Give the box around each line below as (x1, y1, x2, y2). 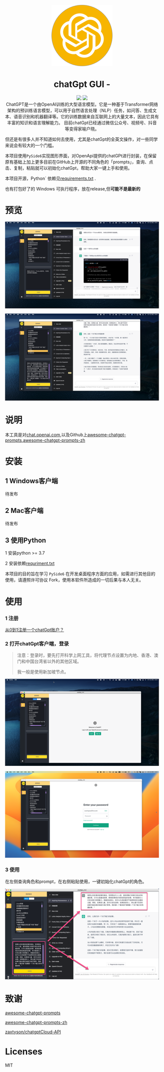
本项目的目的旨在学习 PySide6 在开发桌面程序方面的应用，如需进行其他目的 (5, 571, 155, 577)
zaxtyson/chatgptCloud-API (5, 1029, 61, 1035)
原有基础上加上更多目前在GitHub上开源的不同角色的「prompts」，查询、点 (5, 159, 154, 165)
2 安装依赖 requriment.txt (5, 560, 55, 566)
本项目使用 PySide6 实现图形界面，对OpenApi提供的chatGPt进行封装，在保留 (5, 152, 157, 159)
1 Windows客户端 (5, 477, 59, 485)
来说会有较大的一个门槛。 (5, 142, 57, 148)
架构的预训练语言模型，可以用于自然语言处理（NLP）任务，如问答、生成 (7, 107, 153, 113)
